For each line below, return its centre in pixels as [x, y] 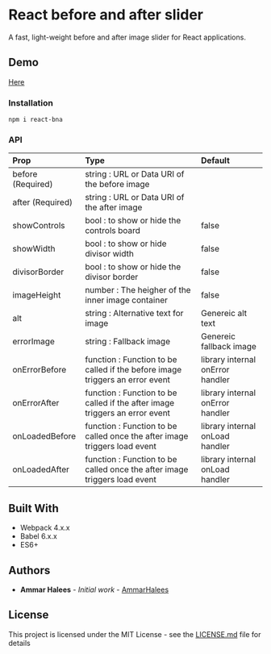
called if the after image [129, 403]
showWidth [34, 249]
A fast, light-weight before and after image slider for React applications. [127, 37]
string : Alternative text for [134, 314]
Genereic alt [224, 314]
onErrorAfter [36, 403]
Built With [33, 508]
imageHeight [37, 295]
